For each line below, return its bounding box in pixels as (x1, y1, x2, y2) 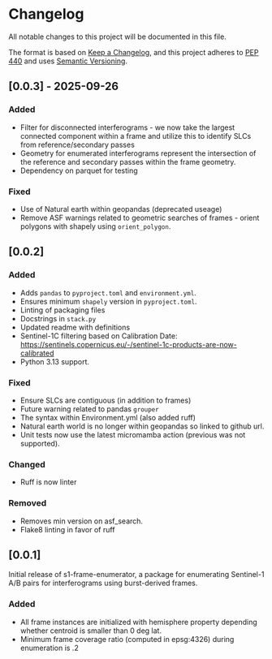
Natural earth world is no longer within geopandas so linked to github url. (19, 421, 265, 431)
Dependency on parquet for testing (19, 166, 138, 175)
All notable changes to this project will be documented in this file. (8, 32, 227, 41)
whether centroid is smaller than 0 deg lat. (19, 626, 162, 635)
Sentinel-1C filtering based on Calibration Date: (19, 330, 178, 341)
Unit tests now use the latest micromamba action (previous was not (19, 429, 246, 439)
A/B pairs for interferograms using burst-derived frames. (8, 578, 198, 588)
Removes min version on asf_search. (19, 516, 144, 526)
